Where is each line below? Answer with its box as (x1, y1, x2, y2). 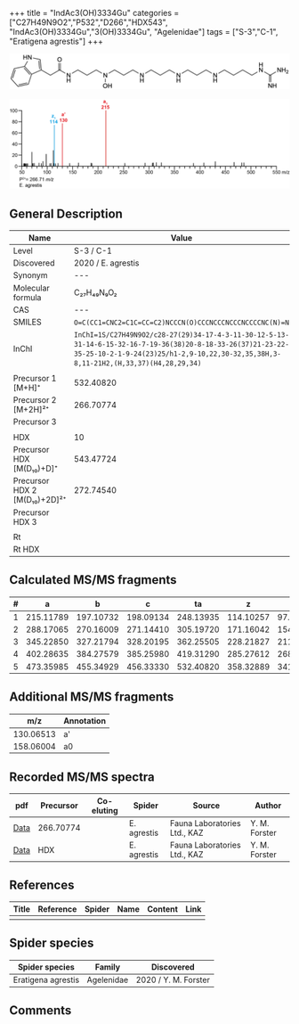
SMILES (12, 316, 42, 328)
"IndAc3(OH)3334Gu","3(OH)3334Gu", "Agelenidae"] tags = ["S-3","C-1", (9, 27, 279, 37)
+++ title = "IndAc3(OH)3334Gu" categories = (9, 8, 180, 18)
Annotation (63, 716, 107, 726)
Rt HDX (12, 544, 40, 555)
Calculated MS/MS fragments (9, 572, 177, 587)
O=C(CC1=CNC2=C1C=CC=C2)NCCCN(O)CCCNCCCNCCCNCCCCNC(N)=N (74, 318, 289, 328)
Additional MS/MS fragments (9, 690, 174, 705)
